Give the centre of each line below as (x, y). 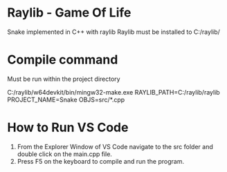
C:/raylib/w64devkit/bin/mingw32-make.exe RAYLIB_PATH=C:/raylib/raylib (113, 92)
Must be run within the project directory (64, 79)
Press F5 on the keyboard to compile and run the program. (101, 161)
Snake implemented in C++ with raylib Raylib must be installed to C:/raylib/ (113, 32)
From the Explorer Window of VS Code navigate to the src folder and (115, 146)
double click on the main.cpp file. (65, 154)
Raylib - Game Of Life (69, 13)
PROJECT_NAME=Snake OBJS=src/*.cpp (66, 99)
